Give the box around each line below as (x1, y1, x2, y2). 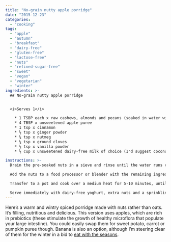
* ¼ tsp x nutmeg (14, 135, 51, 140)
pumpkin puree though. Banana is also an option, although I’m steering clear (5, 226, 165, 232)
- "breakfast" (10, 41, 40, 46)
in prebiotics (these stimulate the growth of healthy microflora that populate (5, 215, 164, 221)
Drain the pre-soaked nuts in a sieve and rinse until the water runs (10, 163, 163, 168)
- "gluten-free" (10, 50, 44, 55)
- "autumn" (10, 36, 33, 41)
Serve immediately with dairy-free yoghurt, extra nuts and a (10, 190, 145, 195)
